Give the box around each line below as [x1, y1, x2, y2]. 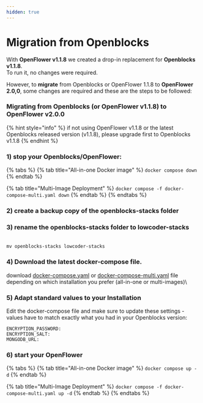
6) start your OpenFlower [6, 350, 83, 359]
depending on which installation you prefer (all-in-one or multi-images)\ [6, 278, 188, 285]
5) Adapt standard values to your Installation [6, 293, 142, 302]
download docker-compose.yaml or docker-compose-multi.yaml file [6, 271, 179, 279]
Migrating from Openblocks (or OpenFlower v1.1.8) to [6, 102, 167, 111]
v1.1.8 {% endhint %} [6, 137, 59, 144]
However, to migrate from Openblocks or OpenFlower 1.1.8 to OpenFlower [6, 80, 194, 88]
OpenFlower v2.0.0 [6, 110, 65, 118]
